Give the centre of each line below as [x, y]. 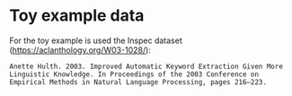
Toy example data [77, 16]
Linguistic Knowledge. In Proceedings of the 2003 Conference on [134, 74]
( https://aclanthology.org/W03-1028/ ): [80, 49]
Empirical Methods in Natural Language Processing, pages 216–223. [138, 82]
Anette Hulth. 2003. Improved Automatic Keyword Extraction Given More [146, 66]
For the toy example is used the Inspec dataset [96, 40]
